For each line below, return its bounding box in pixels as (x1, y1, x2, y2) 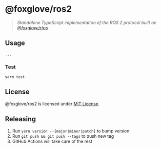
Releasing (5, 115, 36, 123)
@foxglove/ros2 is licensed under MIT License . (5, 101, 100, 106)
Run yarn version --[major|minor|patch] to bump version (12, 128, 130, 134)
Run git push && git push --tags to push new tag (12, 133, 114, 139)
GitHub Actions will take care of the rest (12, 138, 93, 144)
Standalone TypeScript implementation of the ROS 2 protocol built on (17, 20, 157, 25)
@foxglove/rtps (17, 24, 48, 30)
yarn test (5, 74, 25, 79)
